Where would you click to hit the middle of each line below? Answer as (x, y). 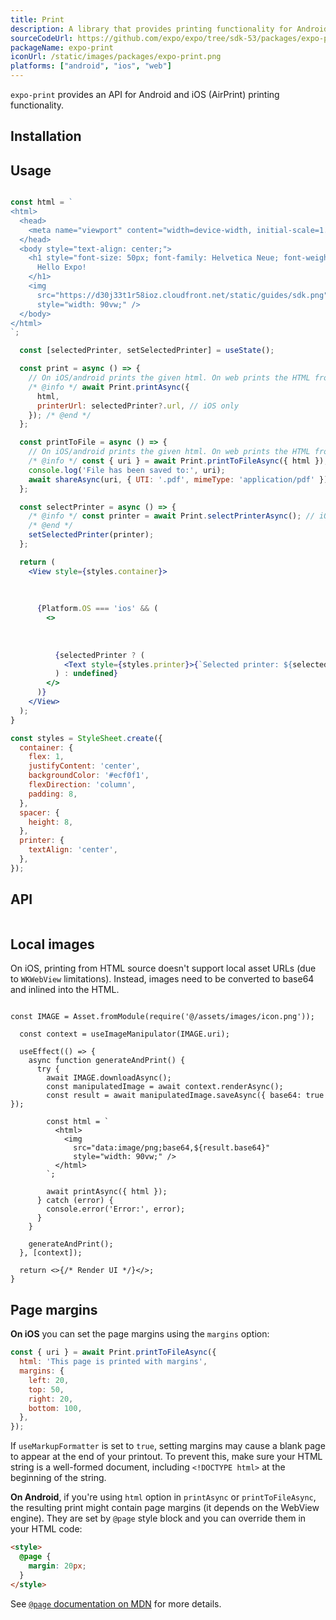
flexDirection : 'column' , (82, 785)
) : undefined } (86, 674)
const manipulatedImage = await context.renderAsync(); (165, 1087)
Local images (52, 944)
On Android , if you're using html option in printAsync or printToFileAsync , (163, 1497)
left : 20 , (49, 1380)
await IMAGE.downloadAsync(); (109, 1078)
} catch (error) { (75, 1201)
